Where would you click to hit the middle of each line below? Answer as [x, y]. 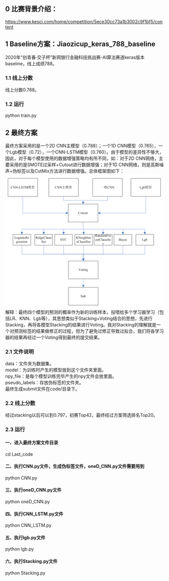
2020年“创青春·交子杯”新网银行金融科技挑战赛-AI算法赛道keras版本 [75, 57]
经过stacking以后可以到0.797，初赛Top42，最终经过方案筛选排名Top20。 [82, 415]
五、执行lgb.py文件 [25, 538]
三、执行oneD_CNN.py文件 [33, 490]
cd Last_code [19, 454]
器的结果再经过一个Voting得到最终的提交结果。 [54, 337]
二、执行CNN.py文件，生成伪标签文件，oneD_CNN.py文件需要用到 [75, 466]
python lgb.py [20, 549]
